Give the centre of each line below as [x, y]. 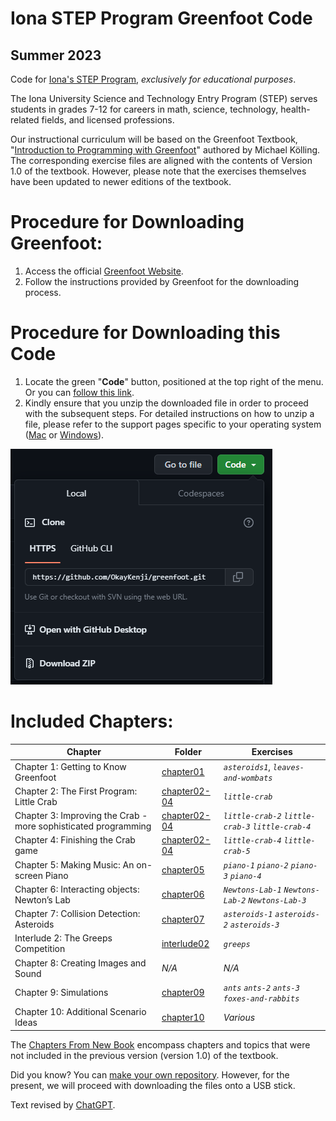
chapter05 [183, 870]
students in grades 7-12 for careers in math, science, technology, [144, 109]
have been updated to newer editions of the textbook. [121, 181]
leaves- [288, 767]
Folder [188, 752]
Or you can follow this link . [79, 392]
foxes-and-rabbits [261, 998]
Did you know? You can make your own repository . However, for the [150, 1074]
